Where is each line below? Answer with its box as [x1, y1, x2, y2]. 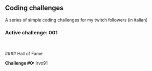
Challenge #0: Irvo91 [5, 60, 48, 66]
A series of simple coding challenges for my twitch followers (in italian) [5, 17, 148, 23]
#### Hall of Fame [5, 51, 43, 57]
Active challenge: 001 [5, 29, 58, 36]
